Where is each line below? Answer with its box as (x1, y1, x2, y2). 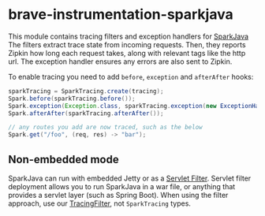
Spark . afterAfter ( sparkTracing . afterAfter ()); (8, 109, 164, 117)
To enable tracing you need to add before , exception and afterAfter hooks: (8, 72, 254, 81)
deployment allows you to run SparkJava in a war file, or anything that (8, 182, 236, 191)
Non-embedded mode (8, 152, 120, 166)
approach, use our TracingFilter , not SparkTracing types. (8, 199, 192, 208)
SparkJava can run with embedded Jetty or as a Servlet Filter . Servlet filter (8, 173, 252, 183)
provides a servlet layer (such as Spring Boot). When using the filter (8, 191, 229, 199)
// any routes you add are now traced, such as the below (8, 124, 203, 132)
